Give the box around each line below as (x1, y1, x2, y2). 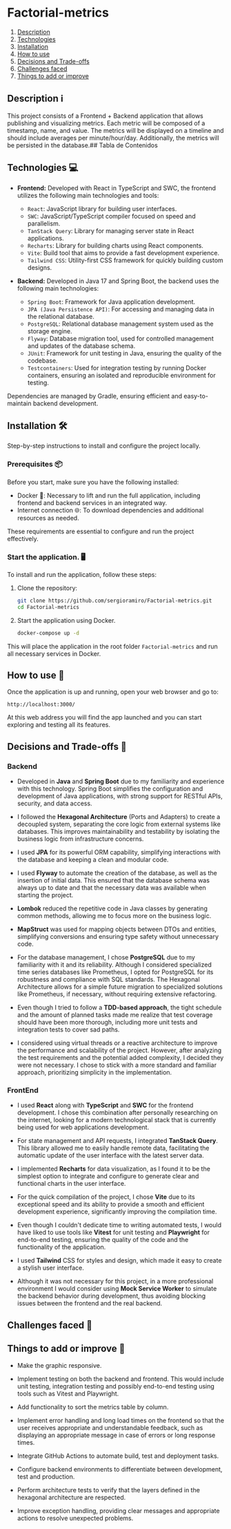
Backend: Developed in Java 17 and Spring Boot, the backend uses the (17, 277, 219, 285)
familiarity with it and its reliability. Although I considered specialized (17, 960, 212, 969)
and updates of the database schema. (27, 341, 136, 350)
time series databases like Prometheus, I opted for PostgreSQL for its (17, 968, 214, 976)
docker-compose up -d (17, 630, 79, 637)
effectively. (7, 534, 39, 542)
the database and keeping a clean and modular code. (17, 856, 169, 864)
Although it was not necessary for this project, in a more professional (17, 1277, 214, 1285)
